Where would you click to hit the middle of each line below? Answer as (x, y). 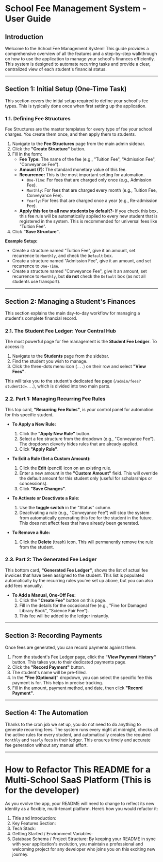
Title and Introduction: (34, 818)
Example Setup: (21, 241)
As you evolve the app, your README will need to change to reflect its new (80, 804)
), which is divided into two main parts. (72, 386)
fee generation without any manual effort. (47, 745)
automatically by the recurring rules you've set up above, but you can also (79, 580)
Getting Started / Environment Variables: (52, 834)
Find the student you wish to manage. (50, 361)
